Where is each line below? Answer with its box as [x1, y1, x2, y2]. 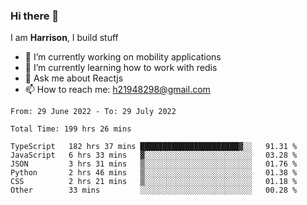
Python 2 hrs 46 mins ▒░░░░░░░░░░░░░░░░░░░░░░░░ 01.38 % [10, 168, 298, 178]
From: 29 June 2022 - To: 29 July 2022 [10, 107, 177, 117]
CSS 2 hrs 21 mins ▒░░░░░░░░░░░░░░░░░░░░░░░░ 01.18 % [10, 177, 298, 187]
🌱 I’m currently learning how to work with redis [24, 62, 218, 74]
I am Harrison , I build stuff [10, 32, 119, 44]
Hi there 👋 [10, 9, 60, 23]
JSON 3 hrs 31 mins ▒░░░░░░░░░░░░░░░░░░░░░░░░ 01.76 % [10, 159, 298, 169]
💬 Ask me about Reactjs [24, 72, 124, 84]
